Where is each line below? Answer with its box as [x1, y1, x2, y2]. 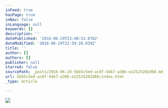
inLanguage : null [5, 21, 42, 27]
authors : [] [5, 55, 31, 60]
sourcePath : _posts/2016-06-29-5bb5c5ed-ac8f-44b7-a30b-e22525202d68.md [5, 70, 163, 75]
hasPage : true [5, 12, 36, 17]
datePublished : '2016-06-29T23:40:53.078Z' [5, 36, 100, 41]
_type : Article [5, 79, 38, 84]
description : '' [5, 31, 40, 36]
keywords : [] [5, 27, 33, 32]
